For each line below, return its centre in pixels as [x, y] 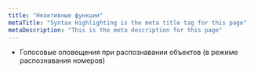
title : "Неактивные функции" [56, 15]
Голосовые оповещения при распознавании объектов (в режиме [129, 53]
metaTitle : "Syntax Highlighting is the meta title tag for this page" [127, 23]
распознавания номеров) [62, 60]
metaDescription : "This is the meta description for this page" [115, 30]
